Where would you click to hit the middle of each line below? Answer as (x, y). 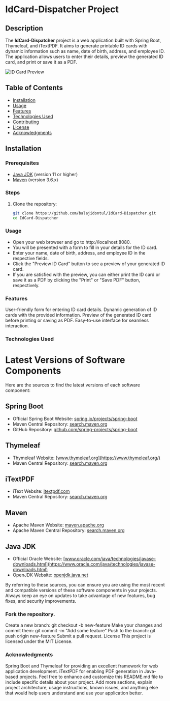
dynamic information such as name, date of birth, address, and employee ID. (85, 51)
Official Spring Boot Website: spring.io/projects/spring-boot (75, 418)
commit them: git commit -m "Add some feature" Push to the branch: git (80, 631)
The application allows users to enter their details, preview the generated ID (84, 57)
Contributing (26, 122)
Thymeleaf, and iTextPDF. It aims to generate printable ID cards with (77, 46)
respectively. (26, 285)
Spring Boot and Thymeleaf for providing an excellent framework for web (82, 666)
